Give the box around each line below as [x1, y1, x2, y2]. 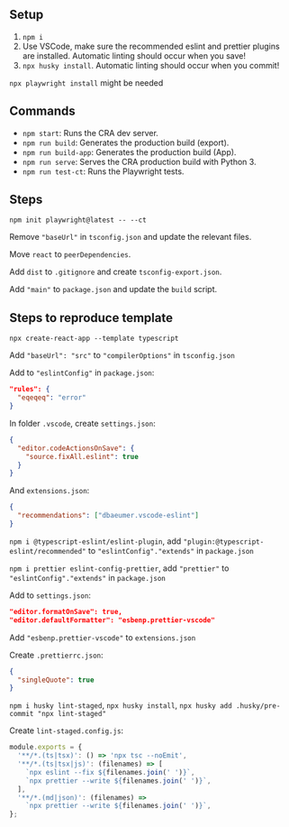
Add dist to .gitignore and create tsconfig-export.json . [9, 266, 222, 278]
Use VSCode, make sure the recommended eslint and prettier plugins [22, 41, 281, 51]
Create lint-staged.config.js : [9, 725, 124, 736]
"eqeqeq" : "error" [17, 393, 87, 402]
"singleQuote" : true [17, 675, 95, 685]
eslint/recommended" [9, 547, 87, 556]
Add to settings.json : [9, 590, 92, 601]
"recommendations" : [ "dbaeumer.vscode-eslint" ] [17, 511, 200, 520]
